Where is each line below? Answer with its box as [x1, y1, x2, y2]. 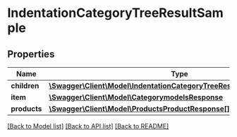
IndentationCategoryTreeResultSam [7, 5, 224, 21]
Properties [7, 48, 55, 60]
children [11, 81, 39, 90]
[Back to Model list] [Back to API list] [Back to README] [7, 122, 169, 130]
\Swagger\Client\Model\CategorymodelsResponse [49, 93, 224, 102]
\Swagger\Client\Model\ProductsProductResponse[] [49, 104, 230, 114]
